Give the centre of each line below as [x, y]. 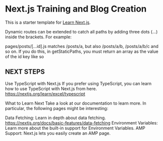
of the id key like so [25, 56]
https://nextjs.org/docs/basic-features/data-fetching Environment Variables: [81, 123]
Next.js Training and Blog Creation [76, 9]
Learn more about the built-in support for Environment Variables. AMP [75, 128]
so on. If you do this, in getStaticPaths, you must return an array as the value [82, 51]
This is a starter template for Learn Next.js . [48, 22]
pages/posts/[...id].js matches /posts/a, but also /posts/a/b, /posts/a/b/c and [82, 46]
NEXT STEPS [25, 72]
